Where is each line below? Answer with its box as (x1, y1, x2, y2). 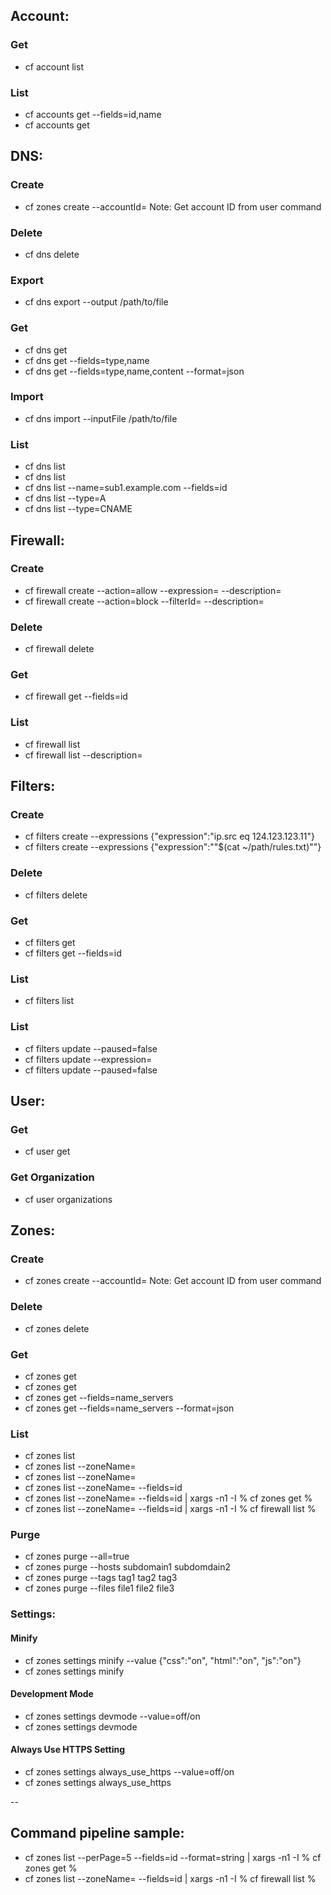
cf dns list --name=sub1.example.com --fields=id (24, 482, 228, 494)
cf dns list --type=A (24, 492, 107, 504)
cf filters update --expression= (24, 1053, 153, 1065)
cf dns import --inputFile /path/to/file (24, 412, 178, 424)
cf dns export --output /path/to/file (24, 296, 169, 308)
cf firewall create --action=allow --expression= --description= (24, 584, 282, 596)
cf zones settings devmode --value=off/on (24, 1710, 201, 1722)
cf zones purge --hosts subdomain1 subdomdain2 (24, 1561, 232, 1573)
